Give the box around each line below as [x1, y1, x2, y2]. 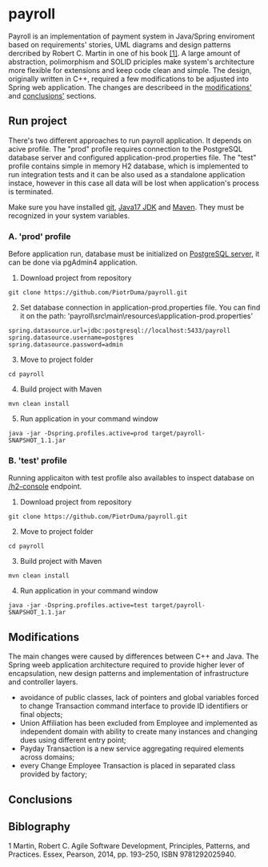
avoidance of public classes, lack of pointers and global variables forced [19, 693, 259, 703]
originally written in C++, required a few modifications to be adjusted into [8, 74, 250, 83]
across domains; [19, 752, 75, 762]
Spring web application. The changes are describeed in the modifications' [8, 82, 252, 92]
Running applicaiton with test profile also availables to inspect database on [8, 473, 254, 483]
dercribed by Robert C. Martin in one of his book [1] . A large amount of [8, 48, 241, 58]
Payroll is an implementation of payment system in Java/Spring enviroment [8, 31, 255, 41]
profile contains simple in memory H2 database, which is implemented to [8, 161, 249, 171]
